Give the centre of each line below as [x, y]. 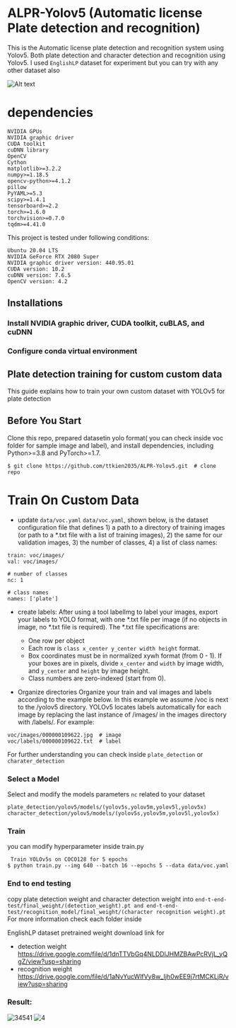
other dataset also [34, 70]
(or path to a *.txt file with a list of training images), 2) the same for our [120, 535]
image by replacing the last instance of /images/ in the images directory [122, 714]
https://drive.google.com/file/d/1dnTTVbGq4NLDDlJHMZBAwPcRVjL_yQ [123, 954]
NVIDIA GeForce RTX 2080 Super [53, 256]
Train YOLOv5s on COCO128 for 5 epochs [69, 859]
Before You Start [45, 421]
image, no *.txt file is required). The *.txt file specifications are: [108, 627]
